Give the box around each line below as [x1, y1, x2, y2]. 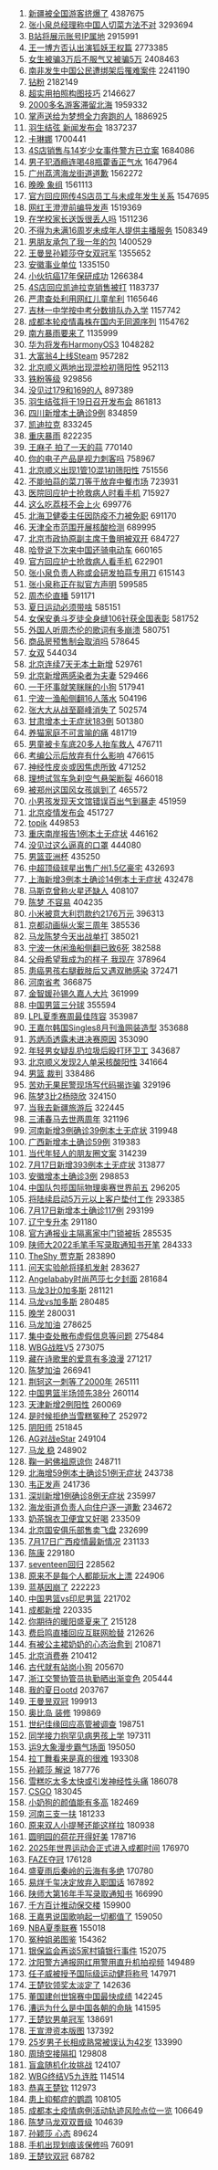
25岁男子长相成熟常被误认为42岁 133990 [27, 2037, 183, 2048]
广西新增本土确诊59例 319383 [27, 1136, 140, 1147]
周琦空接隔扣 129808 [27, 2049, 108, 2059]
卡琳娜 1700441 [27, 133, 87, 144]
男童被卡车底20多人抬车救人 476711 [27, 739, 162, 749]
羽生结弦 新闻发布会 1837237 [27, 122, 138, 132]
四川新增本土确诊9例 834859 [27, 407, 138, 418]
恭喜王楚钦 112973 [27, 2082, 97, 2093]
